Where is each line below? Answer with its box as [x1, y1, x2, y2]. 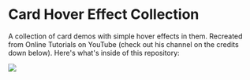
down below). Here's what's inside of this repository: [8, 48, 180, 57]
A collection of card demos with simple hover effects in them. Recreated [8, 31, 243, 41]
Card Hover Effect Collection [8, 5, 200, 24]
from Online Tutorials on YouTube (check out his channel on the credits [8, 39, 239, 49]
